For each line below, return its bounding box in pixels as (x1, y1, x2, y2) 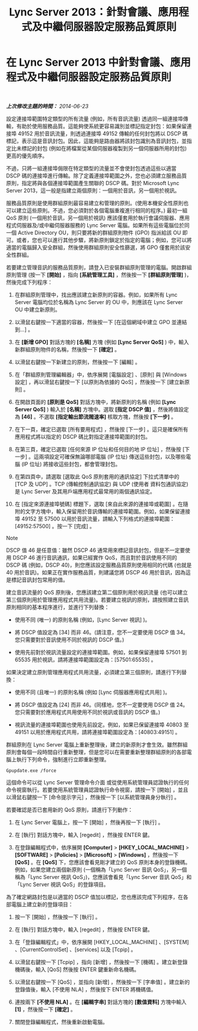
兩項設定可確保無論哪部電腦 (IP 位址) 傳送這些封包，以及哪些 (38, 453, 186, 460)
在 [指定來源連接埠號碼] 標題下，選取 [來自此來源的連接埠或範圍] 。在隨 (14, 500, 189, 508)
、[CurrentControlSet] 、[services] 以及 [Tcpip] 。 (14, 946, 137, 953)
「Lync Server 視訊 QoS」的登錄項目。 (14, 881, 109, 888)
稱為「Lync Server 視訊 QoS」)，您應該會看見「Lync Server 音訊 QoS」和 (14, 873, 192, 880)
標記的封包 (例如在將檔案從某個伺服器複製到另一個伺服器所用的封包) (21, 144, 187, 151)
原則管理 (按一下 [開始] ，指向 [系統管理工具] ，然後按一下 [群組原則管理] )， (6, 271, 192, 278)
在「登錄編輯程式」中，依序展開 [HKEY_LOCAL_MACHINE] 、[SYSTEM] (14, 938, 189, 945)
